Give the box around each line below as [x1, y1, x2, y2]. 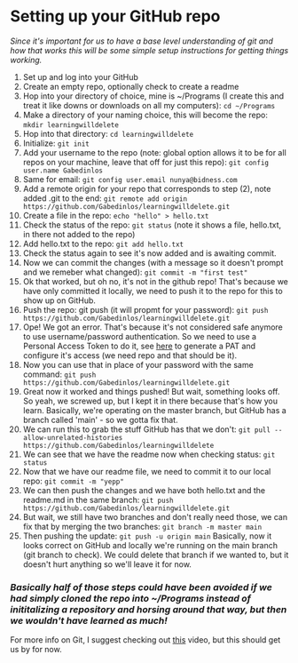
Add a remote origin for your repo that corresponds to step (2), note [22, 183, 271, 194]
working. [10, 54, 43, 65]
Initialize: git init [22, 138, 90, 148]
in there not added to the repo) [22, 228, 136, 239]
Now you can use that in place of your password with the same [22, 359, 254, 370]
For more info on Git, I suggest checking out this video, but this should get [10, 635, 281, 645]
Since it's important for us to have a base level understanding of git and [10, 36, 273, 46]
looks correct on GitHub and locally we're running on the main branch [22, 539, 278, 550]
